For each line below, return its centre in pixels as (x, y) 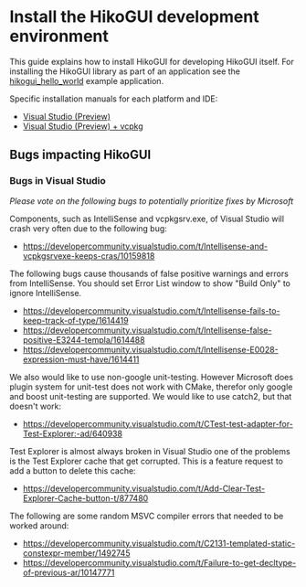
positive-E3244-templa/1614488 (84, 339)
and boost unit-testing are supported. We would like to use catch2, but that (151, 396)
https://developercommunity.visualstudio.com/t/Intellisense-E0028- (150, 349)
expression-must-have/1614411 (81, 359)
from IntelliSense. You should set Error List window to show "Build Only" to (150, 283)
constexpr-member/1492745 (76, 553)
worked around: (39, 525)
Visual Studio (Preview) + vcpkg (83, 126)
